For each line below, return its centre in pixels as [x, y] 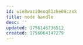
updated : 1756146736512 [35, 28]
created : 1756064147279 [35, 33]
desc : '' [17, 22]
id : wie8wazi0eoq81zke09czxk [41, 11]
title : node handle [30, 17]
